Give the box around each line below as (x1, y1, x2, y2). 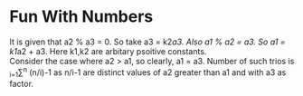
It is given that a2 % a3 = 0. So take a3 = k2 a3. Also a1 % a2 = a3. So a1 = (9, 36, 287, 47)
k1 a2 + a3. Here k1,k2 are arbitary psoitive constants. (9, 45, 207, 56)
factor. (9, 79, 34, 90)
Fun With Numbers (9, 6, 154, 27)
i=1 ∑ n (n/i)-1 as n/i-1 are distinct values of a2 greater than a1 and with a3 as (9, 65, 287, 80)
